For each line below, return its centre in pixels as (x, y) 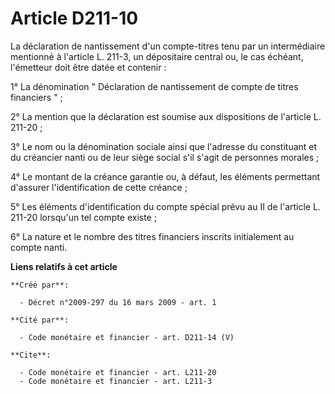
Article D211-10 (74, 18)
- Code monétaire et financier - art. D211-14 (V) (127, 337)
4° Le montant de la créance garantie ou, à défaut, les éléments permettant (165, 176)
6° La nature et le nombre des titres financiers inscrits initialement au (152, 236)
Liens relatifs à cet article (64, 266)
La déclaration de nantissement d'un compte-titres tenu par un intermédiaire (168, 46)
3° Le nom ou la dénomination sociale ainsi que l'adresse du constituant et (164, 146)
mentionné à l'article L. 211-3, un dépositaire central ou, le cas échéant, (157, 56)
